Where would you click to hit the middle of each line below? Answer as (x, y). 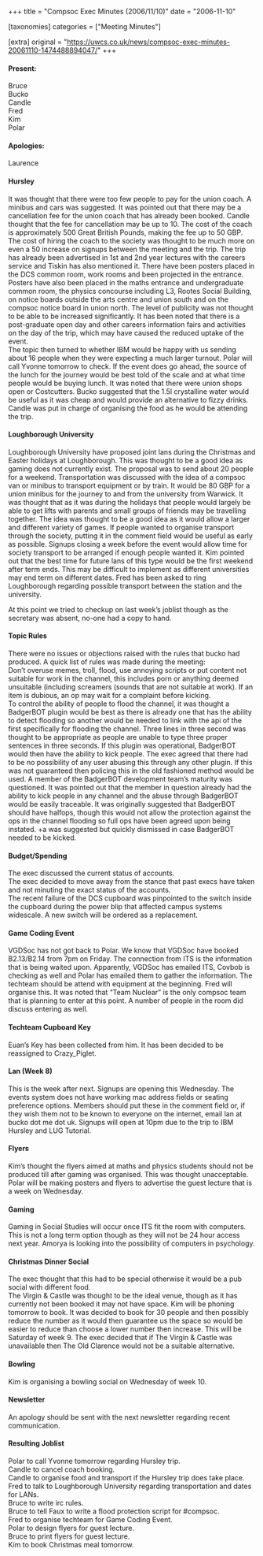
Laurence (24, 163)
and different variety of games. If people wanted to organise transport (121, 527)
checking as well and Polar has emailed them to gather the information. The (130, 975)
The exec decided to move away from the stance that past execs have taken (131, 882)
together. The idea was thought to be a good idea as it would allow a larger (129, 518)
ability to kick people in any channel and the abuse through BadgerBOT (123, 796)
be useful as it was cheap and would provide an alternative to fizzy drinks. (128, 399)
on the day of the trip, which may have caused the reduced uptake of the (126, 332)
